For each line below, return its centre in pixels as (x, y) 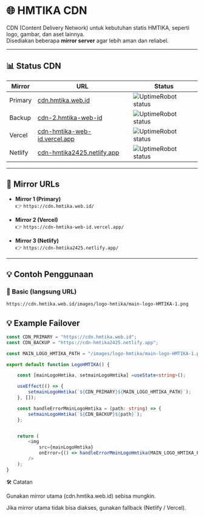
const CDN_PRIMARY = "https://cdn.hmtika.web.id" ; (72, 337)
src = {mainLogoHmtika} (66, 447)
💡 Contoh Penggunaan (50, 274)
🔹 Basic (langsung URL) (42, 292)
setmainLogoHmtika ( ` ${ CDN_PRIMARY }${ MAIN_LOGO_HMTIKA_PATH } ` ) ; (110, 392)
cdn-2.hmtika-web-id (70, 118)
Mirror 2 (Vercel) (36, 219)
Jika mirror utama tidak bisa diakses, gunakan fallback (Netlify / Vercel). (96, 507)
